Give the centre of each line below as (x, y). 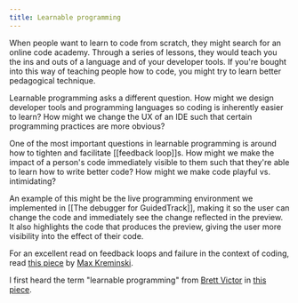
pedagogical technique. (52, 80)
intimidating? (32, 181)
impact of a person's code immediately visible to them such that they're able (149, 162)
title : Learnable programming (65, 17)
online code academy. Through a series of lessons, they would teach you (143, 52)
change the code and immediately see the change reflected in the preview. (146, 217)
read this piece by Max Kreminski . (71, 262)
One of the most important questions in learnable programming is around (143, 143)
